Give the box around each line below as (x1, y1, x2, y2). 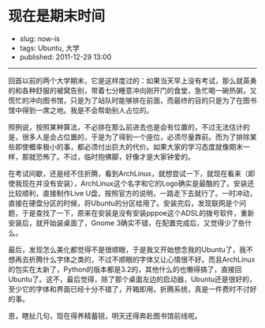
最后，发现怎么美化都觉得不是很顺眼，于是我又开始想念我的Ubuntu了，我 (8, 244, 247, 254)
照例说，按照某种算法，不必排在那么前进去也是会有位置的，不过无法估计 (8, 122, 243, 131)
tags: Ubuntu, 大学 (19, 43, 80, 52)
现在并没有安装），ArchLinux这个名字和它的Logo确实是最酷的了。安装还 (21, 179, 255, 188)
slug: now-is (19, 33, 61, 43)
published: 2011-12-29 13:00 (19, 52, 112, 62)
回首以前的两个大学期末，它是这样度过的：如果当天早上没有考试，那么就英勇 (8, 76, 257, 85)
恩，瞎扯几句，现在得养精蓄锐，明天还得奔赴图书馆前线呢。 (8, 311, 202, 320)
